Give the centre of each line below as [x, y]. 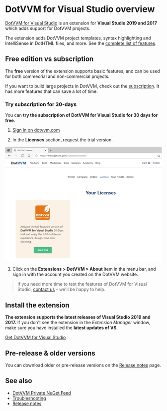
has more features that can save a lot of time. [51, 91]
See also [19, 381]
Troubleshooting [29, 398]
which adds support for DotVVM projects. [48, 28]
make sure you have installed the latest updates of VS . [61, 328]
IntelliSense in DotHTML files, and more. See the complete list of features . [81, 43]
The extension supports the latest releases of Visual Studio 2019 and [78, 317]
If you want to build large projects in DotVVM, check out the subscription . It [82, 86]
